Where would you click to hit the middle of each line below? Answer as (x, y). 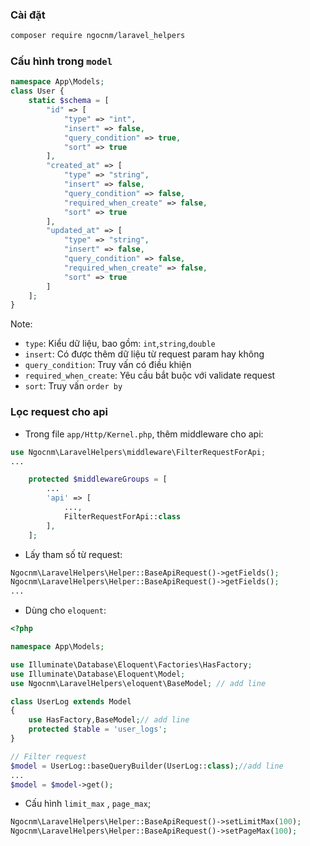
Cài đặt (28, 15)
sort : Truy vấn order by (73, 386)
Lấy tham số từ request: (73, 554)
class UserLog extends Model (71, 701)
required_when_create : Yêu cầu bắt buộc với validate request (150, 375)
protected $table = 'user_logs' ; (98, 729)
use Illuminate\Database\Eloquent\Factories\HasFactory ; (131, 664)
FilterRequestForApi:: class (122, 516)
